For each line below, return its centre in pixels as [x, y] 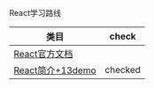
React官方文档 [43, 54]
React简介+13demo [55, 70]
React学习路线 [35, 13]
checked [123, 70]
